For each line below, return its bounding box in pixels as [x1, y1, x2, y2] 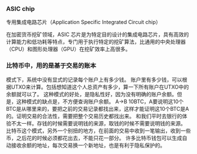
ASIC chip [6, 5, 35, 13]
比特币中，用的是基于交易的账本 [6, 62, 97, 70]
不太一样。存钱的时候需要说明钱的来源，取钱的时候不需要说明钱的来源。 [11, 120, 186, 127]
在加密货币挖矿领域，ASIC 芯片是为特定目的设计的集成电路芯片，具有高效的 [6, 31, 189, 38]
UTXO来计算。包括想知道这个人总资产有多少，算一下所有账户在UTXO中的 [11, 83, 189, 90]
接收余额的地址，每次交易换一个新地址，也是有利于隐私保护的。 [11, 142, 165, 149]
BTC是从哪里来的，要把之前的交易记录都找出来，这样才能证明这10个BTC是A [6, 105, 189, 112]
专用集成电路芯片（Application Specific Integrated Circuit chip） [6, 19, 161, 26]
